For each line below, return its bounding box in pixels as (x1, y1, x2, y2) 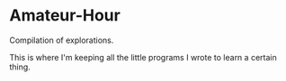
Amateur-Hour (9, 5, 121, 26)
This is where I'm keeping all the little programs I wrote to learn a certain (9, 52, 277, 62)
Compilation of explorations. (9, 35, 114, 45)
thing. (9, 61, 31, 72)
